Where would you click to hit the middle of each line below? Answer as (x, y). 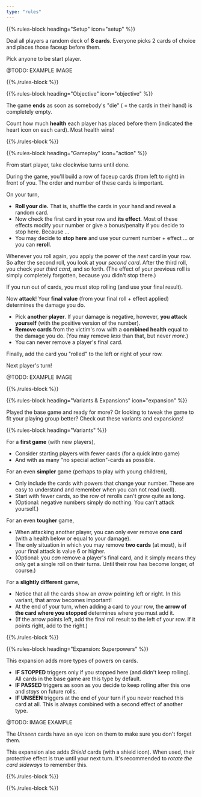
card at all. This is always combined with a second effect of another (99, 704)
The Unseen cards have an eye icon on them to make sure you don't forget (99, 734)
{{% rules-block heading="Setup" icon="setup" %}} (71, 29)
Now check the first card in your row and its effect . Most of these (96, 219)
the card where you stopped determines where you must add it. (95, 613)
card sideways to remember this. (47, 765)
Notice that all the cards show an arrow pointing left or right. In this (98, 594)
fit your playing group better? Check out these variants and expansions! (95, 418)
